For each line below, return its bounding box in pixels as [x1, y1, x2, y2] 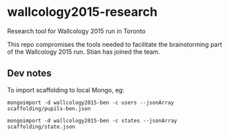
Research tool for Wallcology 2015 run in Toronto [7, 27, 146, 35]
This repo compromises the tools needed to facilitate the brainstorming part [7, 40, 223, 48]
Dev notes [7, 67, 52, 79]
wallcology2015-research [7, 4, 158, 20]
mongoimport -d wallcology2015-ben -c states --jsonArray [7, 117, 177, 124]
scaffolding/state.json [7, 123, 76, 130]
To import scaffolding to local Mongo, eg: [7, 85, 125, 94]
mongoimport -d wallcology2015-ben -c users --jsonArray [7, 99, 175, 106]
